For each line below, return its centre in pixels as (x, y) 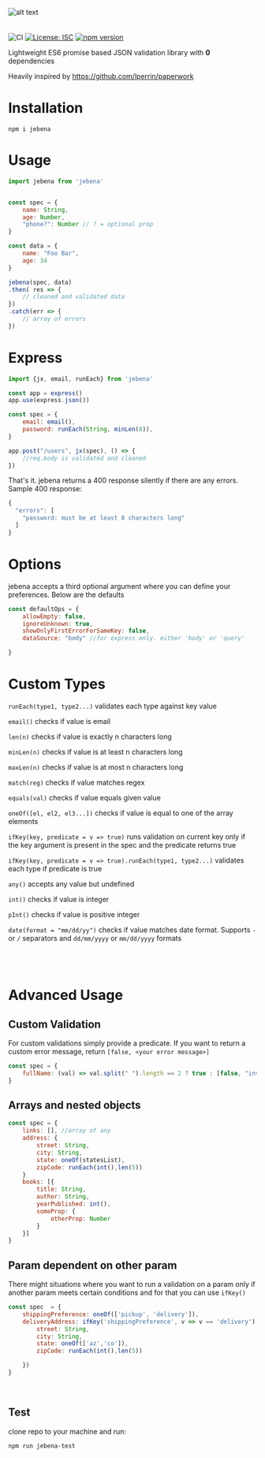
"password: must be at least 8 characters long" (104, 518)
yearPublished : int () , (74, 1204)
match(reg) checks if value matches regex (77, 782)
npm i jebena (30, 129)
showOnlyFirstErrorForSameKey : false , (86, 631)
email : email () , (49, 422)
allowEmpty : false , (54, 616)
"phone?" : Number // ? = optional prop (88, 225)
